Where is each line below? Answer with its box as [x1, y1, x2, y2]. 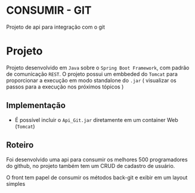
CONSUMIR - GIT [6, 4, 92, 17]
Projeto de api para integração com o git [6, 23, 106, 30]
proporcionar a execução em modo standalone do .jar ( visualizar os [6, 76, 177, 84]
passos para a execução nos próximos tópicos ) [6, 83, 124, 90]
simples [6, 180, 26, 187]
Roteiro [6, 140, 34, 150]
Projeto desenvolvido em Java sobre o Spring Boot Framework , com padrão [6, 64, 190, 71]
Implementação [6, 100, 66, 111]
